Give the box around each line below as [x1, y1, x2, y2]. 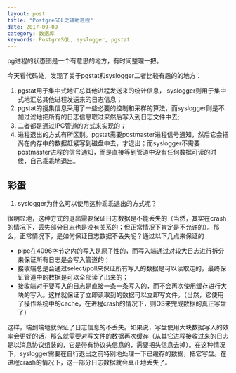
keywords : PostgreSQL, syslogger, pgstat [7, 37, 131, 44]
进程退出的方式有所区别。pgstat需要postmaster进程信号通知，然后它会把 [17, 131, 229, 139]
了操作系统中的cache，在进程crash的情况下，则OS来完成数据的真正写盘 [17, 299, 227, 308]
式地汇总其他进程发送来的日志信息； [17, 96, 123, 104]
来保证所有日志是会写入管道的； [17, 255, 110, 263]
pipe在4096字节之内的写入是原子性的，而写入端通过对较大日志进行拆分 [17, 247, 225, 255]
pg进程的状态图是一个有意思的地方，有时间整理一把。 [7, 57, 163, 65]
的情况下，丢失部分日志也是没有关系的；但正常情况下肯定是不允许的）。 [7, 223, 214, 231]
